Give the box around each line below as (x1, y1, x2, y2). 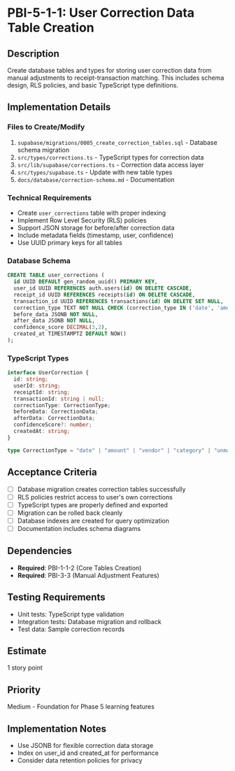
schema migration (17, 146, 70, 154)
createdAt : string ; (13, 428, 71, 435)
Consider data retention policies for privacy (17, 756, 143, 764)
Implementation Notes (7, 723, 107, 735)
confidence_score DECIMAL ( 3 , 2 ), (13, 324, 108, 331)
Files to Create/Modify (7, 122, 85, 132)
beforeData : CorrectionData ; (13, 408, 99, 416)
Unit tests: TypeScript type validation (17, 610, 124, 618)
